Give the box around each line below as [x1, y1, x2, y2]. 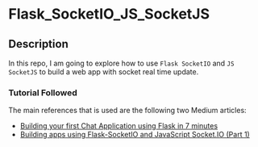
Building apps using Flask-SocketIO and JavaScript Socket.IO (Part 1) [19, 130, 250, 140]
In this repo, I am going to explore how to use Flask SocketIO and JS [8, 58, 235, 68]
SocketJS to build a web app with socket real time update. [8, 67, 199, 77]
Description [8, 37, 69, 51]
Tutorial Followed [8, 86, 78, 98]
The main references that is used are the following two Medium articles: [8, 106, 248, 115]
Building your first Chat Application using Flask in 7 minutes [19, 121, 218, 131]
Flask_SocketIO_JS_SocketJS [8, 5, 210, 23]
